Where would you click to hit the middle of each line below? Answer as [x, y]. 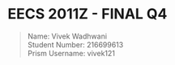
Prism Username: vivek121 [71, 53]
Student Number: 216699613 [75, 44]
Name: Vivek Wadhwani [67, 36]
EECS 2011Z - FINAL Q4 [87, 14]
